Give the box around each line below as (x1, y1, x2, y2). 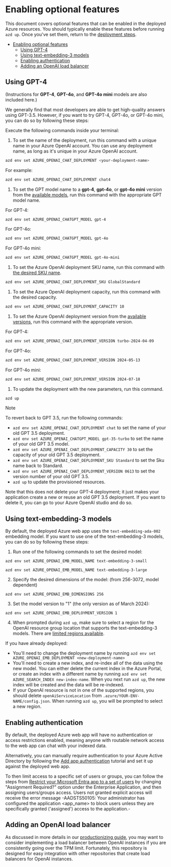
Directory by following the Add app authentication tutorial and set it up (5, 758, 153, 764)
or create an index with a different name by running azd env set (12, 671, 147, 677)
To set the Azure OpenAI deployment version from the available (12, 313, 146, 319)
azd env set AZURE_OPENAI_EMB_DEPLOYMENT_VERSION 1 (5, 611, 117, 616)
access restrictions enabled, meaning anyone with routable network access (5, 737, 164, 743)
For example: (5, 167, 33, 173)
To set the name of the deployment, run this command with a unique (12, 137, 157, 143)
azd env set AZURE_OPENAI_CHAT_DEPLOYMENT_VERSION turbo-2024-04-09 (5, 338, 154, 343)
